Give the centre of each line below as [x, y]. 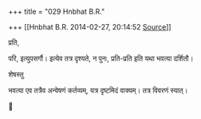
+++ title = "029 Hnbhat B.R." [57, 12]
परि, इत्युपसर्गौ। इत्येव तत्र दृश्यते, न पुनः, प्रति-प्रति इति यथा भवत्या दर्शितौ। [101, 58]
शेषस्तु [16, 74]
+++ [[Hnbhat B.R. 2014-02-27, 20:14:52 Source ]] [90, 27]
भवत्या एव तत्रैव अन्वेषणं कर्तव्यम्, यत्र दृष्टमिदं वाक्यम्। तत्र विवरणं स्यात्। [98, 90]
